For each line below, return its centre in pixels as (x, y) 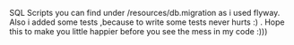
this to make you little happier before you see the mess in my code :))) (138, 31)
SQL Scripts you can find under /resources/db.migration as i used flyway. (145, 13)
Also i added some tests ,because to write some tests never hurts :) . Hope (147, 22)
